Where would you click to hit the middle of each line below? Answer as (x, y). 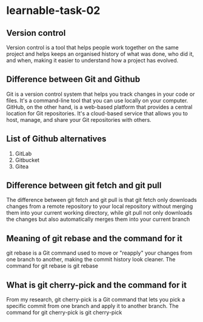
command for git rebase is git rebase (52, 266)
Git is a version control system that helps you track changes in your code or (101, 94)
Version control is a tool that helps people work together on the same (92, 47)
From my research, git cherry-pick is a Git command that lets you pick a (96, 300)
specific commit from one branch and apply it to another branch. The (92, 306)
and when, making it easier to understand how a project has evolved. (92, 60)
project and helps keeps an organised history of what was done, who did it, (100, 54)
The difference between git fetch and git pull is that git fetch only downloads (101, 200)
